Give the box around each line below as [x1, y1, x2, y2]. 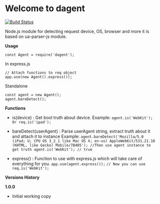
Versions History [5, 174, 40, 180]
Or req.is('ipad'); [12, 119, 52, 124]
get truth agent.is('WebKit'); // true [12, 147, 93, 152]
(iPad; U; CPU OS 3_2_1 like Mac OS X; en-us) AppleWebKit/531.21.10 [12, 138, 156, 143]
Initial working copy [12, 193, 51, 199]
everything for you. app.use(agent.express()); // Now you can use [12, 161, 146, 167]
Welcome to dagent [5, 3, 86, 14]
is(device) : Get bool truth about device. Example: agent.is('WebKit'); [12, 115, 153, 120]
